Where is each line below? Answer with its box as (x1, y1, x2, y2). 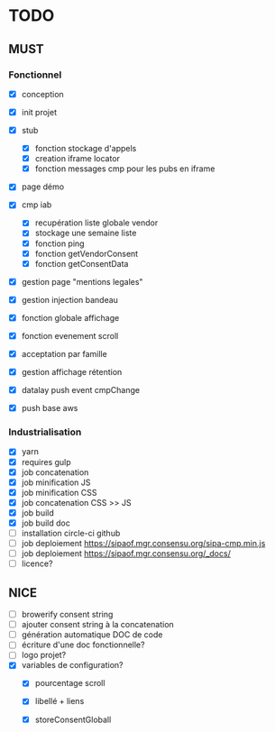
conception (21, 88, 64, 99)
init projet (21, 106, 58, 117)
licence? (21, 558, 53, 569)
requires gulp (21, 456, 71, 467)
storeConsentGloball (34, 714, 112, 725)
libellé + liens (34, 696, 85, 707)
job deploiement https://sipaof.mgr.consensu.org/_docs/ (21, 548, 231, 559)
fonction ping (34, 238, 85, 249)
